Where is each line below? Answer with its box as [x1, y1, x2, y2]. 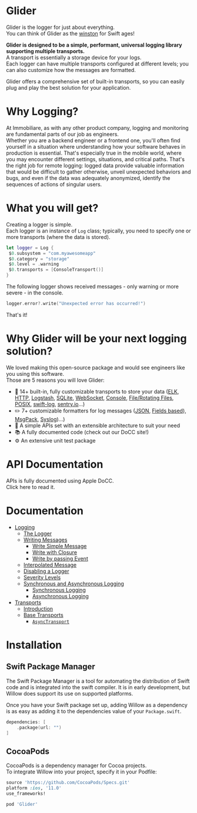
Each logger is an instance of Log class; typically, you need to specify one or [6, 227, 191, 234]
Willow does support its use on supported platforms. [6, 690, 133, 697]
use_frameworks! [6, 791, 46, 796]
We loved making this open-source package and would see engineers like [6, 364, 185, 371]
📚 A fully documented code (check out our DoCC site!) [14, 428, 149, 435]
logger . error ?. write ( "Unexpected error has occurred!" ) [6, 301, 146, 307]
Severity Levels [23, 573, 61, 581]
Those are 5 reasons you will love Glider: [6, 376, 105, 383]
